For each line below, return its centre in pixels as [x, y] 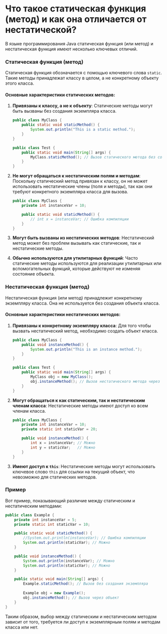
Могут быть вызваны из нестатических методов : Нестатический [83, 238]
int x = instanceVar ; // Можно [63, 443]
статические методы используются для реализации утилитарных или [87, 263]
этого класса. [20, 83]
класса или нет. [22, 627]
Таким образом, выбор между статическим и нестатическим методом [81, 617]
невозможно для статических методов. [55, 477]
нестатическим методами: [34, 506]
